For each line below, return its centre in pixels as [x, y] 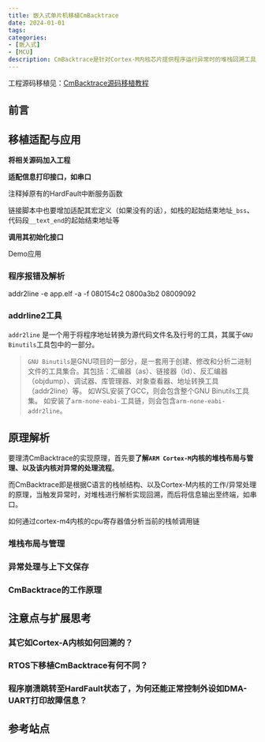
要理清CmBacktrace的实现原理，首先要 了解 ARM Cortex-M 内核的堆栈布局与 [127, 458]
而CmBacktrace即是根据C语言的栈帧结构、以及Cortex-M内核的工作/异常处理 [132, 485]
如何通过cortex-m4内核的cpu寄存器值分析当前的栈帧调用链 [104, 521]
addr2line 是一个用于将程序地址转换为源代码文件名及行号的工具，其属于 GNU [131, 334]
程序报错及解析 [37, 276]
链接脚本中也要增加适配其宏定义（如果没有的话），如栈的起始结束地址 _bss [127, 211]
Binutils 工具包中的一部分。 [54, 344]
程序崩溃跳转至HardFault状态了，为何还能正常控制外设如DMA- [128, 689]
